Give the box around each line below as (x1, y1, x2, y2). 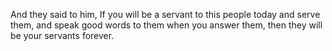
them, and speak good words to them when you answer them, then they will (10, 19, 323, 31)
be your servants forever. (10, 30, 115, 41)
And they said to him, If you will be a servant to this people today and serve (10, 9, 321, 20)
